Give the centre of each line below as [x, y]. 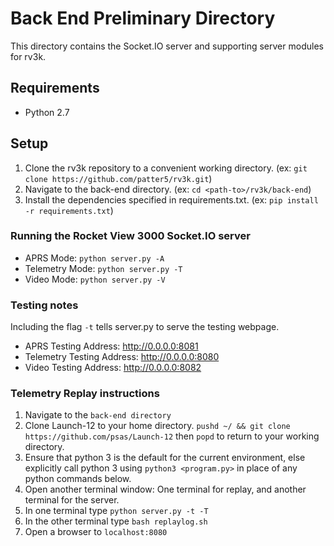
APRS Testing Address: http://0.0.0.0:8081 [111, 346]
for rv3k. [28, 56]
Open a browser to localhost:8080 [96, 532]
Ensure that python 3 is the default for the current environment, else [165, 458]
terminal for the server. [72, 500]
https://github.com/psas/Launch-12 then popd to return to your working [172, 436]
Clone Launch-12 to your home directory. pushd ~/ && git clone [157, 426]
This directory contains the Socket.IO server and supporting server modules [167, 46]
